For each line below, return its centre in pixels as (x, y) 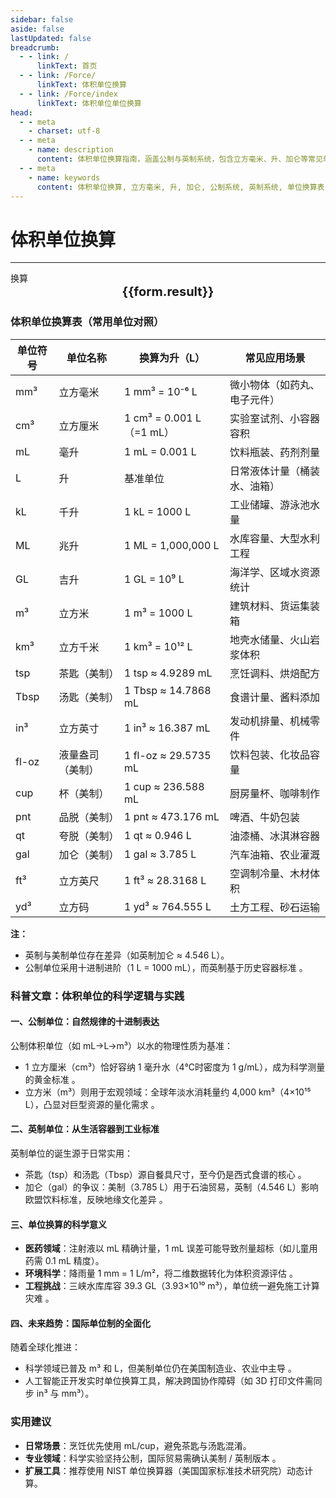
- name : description (71, 150)
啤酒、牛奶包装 (264, 817)
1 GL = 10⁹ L (154, 579)
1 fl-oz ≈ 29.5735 (167, 755)
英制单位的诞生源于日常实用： (71, 1153)
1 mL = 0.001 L (160, 451)
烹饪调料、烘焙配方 (274, 673)
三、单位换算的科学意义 (58, 1224)
